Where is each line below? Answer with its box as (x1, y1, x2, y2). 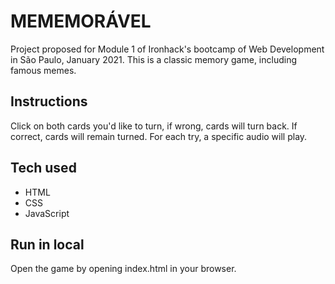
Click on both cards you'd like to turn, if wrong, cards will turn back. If (10, 120, 298, 132)
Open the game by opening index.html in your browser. (10, 263, 237, 275)
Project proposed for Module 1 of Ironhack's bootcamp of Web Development (10, 43, 325, 55)
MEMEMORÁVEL (10, 10, 152, 33)
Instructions (10, 93, 88, 110)
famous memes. (10, 64, 77, 76)
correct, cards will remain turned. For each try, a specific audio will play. (10, 130, 308, 142)
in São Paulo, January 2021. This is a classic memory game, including (10, 53, 298, 65)
